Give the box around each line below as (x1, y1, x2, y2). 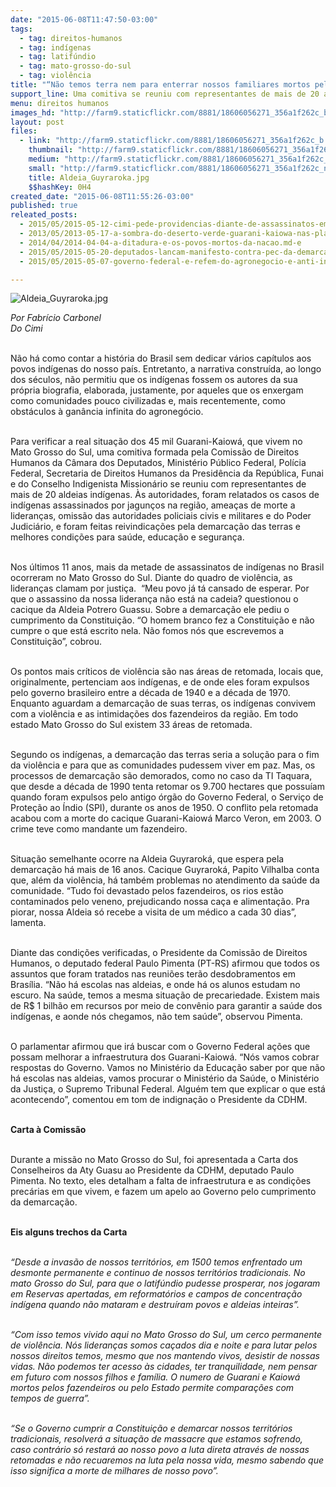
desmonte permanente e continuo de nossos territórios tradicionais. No (10, 1267, 306, 1279)
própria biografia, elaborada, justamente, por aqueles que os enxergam (10, 384, 304, 396)
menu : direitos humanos (10, 98, 110, 108)
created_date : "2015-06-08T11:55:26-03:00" (10, 191, 195, 201)
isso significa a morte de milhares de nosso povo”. (10, 1465, 219, 1477)
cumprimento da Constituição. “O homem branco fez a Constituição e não (10, 614, 315, 626)
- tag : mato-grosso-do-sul (19, 61, 132, 71)
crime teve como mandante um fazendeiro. (10, 823, 188, 835)
